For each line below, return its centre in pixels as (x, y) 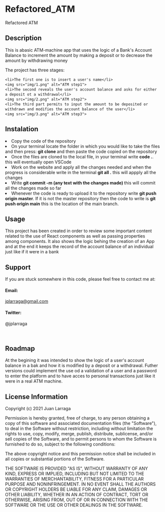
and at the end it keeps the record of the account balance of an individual (79, 246)
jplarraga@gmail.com (27, 301)
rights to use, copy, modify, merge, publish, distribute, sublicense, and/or (79, 434)
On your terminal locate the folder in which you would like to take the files (86, 146)
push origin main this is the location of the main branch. (62, 204)
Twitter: (13, 312)
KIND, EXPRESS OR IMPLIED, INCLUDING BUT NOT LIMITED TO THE (75, 474)
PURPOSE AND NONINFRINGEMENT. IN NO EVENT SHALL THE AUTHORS (81, 484)
